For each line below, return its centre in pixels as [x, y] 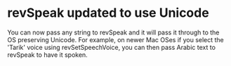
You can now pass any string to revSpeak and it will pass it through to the [113, 32]
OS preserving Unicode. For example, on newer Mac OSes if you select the [116, 39]
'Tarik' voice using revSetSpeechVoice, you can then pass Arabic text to [112, 47]
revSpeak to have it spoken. [47, 55]
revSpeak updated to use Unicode [108, 13]
